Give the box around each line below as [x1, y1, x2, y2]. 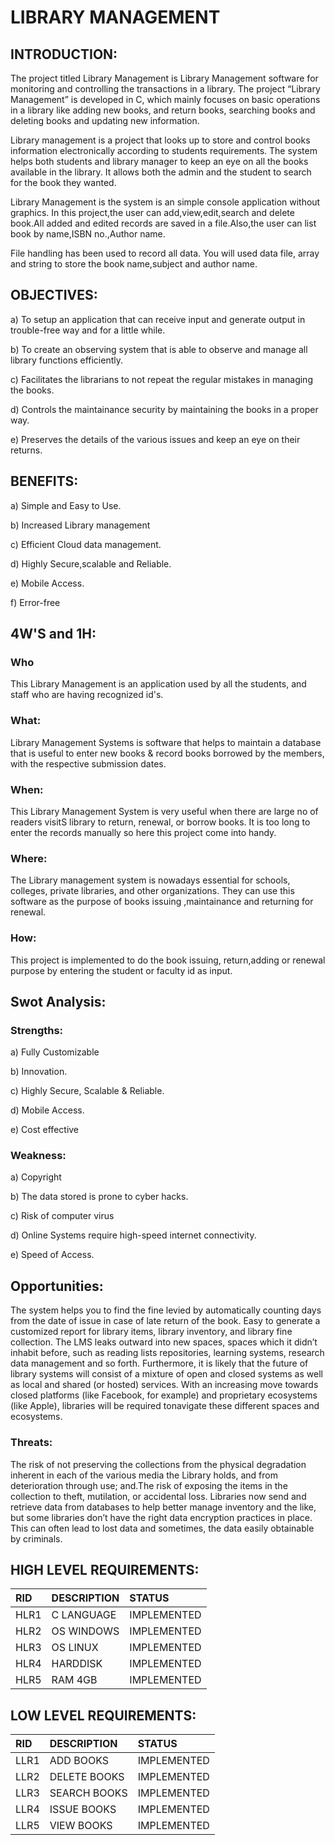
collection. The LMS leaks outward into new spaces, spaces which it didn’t [10, 1336, 318, 1348]
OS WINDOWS [51, 1624, 120, 1638]
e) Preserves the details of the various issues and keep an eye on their [10, 433, 301, 445]
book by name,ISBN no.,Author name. [10, 228, 166, 240]
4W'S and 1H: [10, 626, 97, 643]
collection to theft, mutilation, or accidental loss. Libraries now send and [10, 1490, 307, 1502]
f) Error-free [10, 596, 61, 608]
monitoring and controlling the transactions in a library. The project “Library [10, 83, 321, 95]
